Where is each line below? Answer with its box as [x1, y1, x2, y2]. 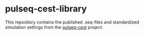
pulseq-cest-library [5, 3, 87, 14]
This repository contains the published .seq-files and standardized [5, 19, 140, 25]
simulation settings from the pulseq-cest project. [5, 24, 104, 30]
